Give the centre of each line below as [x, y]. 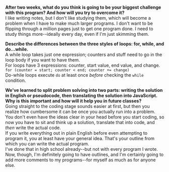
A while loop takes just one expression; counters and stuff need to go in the [84, 54]
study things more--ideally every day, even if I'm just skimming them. [77, 34]
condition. [16, 80]
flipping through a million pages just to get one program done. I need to [79, 29]
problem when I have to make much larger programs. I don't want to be [79, 23]
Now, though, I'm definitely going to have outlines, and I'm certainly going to [84, 154]
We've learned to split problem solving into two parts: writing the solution [84, 90]
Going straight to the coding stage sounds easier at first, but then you [77, 106]
